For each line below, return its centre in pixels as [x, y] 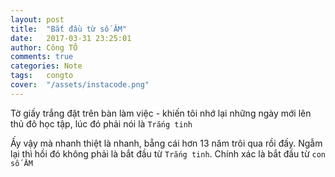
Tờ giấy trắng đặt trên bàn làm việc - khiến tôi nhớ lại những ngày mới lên [161, 113]
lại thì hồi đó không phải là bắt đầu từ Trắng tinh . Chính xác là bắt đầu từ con [168, 153]
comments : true [42, 57]
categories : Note [46, 66]
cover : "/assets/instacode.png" [80, 85]
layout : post [37, 19]
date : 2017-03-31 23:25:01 [71, 38]
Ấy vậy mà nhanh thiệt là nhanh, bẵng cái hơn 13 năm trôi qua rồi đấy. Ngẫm [166, 143]
